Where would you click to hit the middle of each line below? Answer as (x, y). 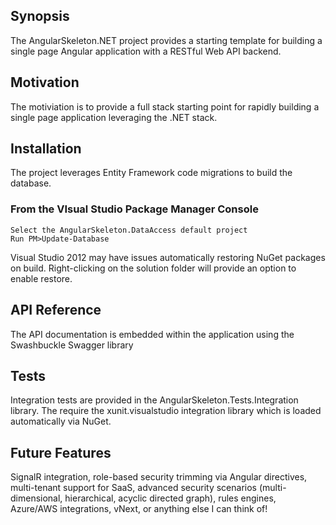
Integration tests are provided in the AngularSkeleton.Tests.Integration (154, 400)
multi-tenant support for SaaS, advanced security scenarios (133, 488)
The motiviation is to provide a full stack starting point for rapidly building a (165, 106)
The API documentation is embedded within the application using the (152, 334)
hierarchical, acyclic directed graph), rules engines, (170, 498)
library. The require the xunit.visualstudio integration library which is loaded (166, 411)
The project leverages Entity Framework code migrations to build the (151, 173)
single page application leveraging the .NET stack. (114, 117)
